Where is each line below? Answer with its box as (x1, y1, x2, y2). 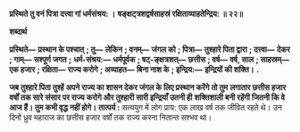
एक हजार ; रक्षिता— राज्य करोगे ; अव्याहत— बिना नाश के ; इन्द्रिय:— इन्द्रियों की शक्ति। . (9, 64, 260, 75)
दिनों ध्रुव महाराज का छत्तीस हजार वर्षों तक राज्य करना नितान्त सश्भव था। (9, 112, 212, 122)
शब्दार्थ (9, 27, 28, 37)
